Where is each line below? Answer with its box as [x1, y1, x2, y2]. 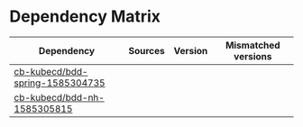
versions [234, 50, 272, 62]
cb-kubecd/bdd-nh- [14, 91, 106, 104]
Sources [128, 44, 165, 57]
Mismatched [225, 39, 281, 51]
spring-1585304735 [14, 77, 106, 89]
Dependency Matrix [9, 6, 161, 27]
